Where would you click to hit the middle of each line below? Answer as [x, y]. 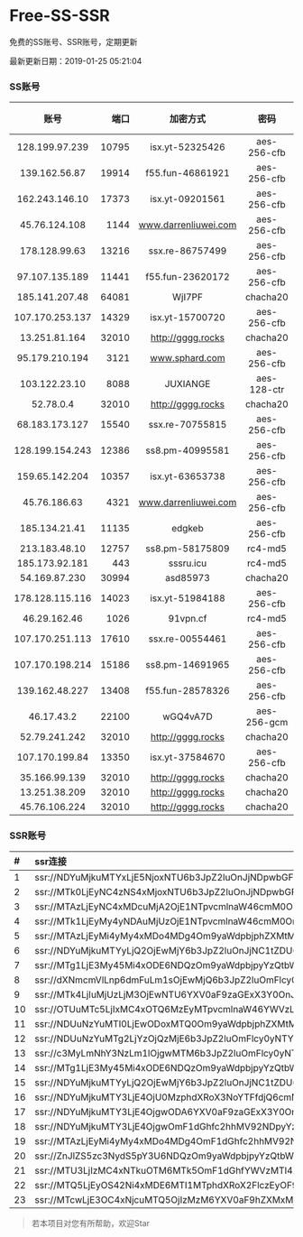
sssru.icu [188, 563]
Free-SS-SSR [60, 16]
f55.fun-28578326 [188, 691]
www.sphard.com [188, 358]
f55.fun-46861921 [188, 173]
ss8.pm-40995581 [188, 450]
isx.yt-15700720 [188, 318]
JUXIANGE [188, 384]
